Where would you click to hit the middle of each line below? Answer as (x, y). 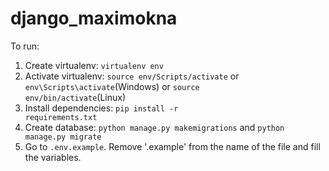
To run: (25, 46)
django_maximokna (94, 18)
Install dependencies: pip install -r (101, 108)
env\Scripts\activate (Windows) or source (112, 86)
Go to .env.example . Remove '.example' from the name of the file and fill (172, 146)
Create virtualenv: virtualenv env (94, 65)
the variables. (53, 157)
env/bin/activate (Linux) (75, 97)
